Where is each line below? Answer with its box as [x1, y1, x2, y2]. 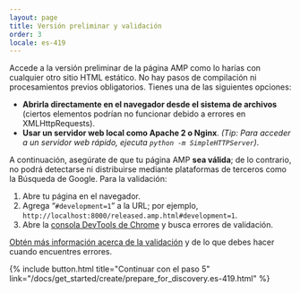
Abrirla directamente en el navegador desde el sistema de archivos [21, 99, 278, 110]
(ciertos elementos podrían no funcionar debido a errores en [21, 108, 246, 119]
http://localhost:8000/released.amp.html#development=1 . [21, 210, 238, 220]
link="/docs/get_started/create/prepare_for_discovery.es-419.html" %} [9, 273, 270, 284]
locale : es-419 [9, 38, 66, 47]
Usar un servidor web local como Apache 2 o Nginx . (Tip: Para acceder [21, 127, 291, 139]
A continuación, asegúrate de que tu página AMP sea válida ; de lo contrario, [9, 154, 292, 166]
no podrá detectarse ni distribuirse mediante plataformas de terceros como [9, 164, 287, 175]
